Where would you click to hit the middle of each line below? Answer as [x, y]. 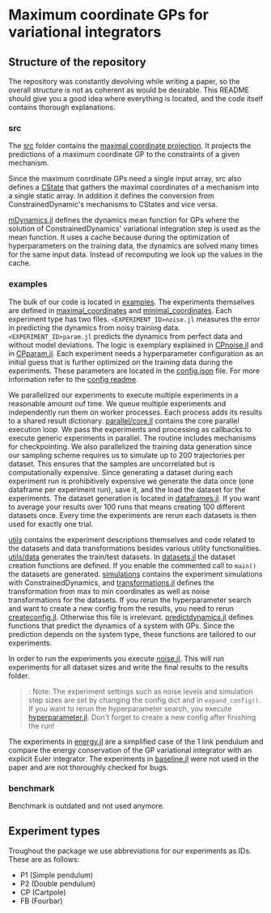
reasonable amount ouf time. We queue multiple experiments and [117, 403]
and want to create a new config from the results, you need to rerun [121, 608]
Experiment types [54, 831]
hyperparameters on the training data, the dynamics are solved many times [133, 246]
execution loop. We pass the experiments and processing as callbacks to [130, 429]
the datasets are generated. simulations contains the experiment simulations [135, 574]
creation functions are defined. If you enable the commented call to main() [133, 565]
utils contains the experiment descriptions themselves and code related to [132, 539]
